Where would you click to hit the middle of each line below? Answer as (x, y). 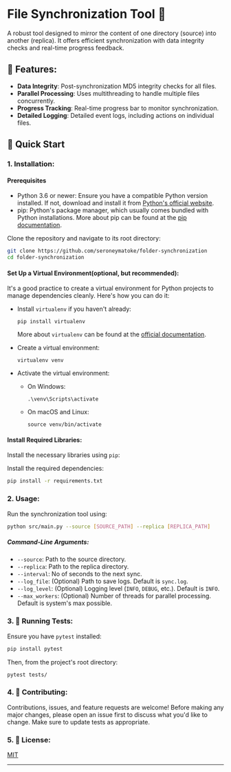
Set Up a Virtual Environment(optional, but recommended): (93, 273)
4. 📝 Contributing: (37, 692)
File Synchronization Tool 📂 (87, 14)
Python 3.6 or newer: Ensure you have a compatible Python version (112, 196)
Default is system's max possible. (65, 603)
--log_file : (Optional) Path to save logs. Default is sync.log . (103, 581)
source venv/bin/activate (64, 425)
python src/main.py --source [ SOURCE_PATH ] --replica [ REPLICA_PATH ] (109, 527)
